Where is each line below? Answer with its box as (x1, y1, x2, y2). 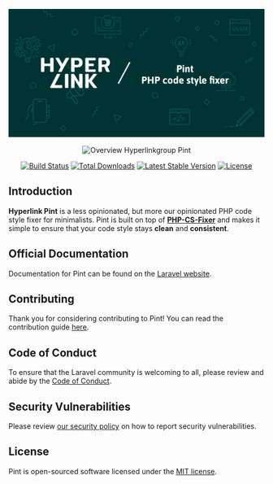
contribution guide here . (8, 322, 89, 332)
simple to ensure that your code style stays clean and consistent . (8, 223, 229, 233)
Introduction (8, 185, 73, 198)
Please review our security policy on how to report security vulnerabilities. (8, 421, 257, 431)
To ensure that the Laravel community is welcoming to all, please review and (8, 368, 264, 377)
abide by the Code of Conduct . (8, 376, 112, 386)
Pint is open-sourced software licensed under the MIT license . (8, 466, 218, 476)
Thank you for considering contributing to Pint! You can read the (8, 314, 223, 324)
